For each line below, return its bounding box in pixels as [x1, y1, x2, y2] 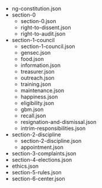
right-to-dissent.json [20, 24, 71, 31]
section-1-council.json [20, 43, 75, 50]
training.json [20, 81, 52, 88]
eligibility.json [20, 100, 55, 106]
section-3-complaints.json [11, 150, 76, 157]
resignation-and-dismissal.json [20, 119, 97, 125]
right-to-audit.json [20, 30, 66, 37]
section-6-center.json [11, 175, 65, 182]
